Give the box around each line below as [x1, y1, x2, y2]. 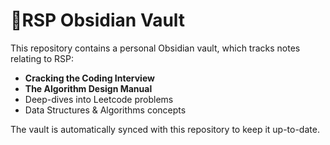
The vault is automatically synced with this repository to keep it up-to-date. [10, 123, 320, 135]
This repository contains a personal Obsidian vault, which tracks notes [10, 42, 301, 54]
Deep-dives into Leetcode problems [24, 93, 174, 105]
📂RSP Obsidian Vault [10, 9, 186, 32]
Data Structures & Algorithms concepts [24, 104, 187, 116]
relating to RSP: [10, 52, 74, 64]
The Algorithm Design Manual [24, 82, 153, 94]
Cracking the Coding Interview [24, 72, 155, 84]
